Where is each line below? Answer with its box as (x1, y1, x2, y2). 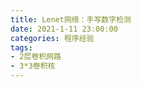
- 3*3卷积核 (10, 61, 56, 71)
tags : (10, 42, 33, 53)
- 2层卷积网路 (10, 52, 62, 62)
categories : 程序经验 (10, 33, 95, 43)
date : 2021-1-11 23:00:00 (10, 24, 118, 34)
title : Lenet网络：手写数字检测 (10, 14, 132, 25)
